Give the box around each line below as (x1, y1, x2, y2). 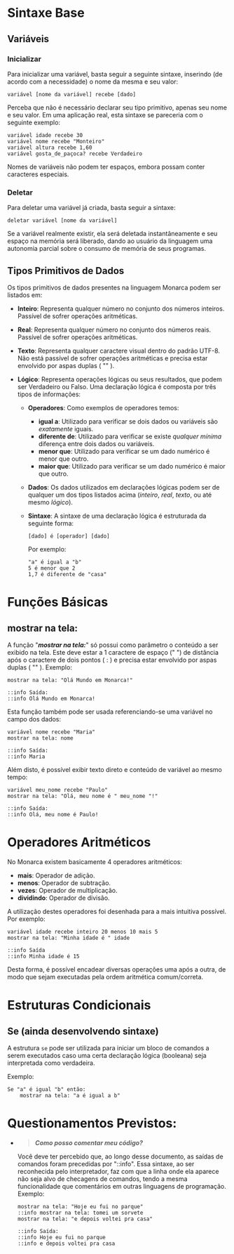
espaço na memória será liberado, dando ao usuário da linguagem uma (7, 237, 213, 245)
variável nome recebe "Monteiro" (7, 138, 105, 145)
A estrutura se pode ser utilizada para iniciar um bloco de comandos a (7, 1043, 209, 1052)
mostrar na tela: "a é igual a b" (20, 1092, 121, 1099)
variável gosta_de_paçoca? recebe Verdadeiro (7, 150, 142, 157)
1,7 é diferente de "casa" (27, 570, 107, 577)
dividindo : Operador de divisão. (17, 894, 110, 902)
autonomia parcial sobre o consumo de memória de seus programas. (7, 244, 207, 253)
